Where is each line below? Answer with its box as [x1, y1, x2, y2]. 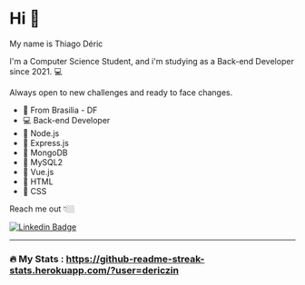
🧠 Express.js [22, 137, 70, 148]
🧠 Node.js [22, 127, 60, 139]
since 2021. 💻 [9, 65, 64, 76]
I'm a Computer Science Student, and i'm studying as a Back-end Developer [9, 55, 295, 66]
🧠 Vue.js [22, 166, 54, 177]
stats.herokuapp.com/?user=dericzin [9, 263, 180, 276]
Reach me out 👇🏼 [9, 203, 75, 214]
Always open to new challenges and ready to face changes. [9, 86, 233, 98]
